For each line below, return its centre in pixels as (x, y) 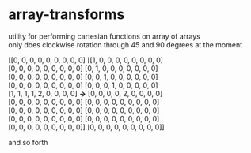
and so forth (28, 142)
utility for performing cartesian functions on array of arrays (104, 36)
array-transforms (67, 15)
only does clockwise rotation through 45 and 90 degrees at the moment (125, 44)
